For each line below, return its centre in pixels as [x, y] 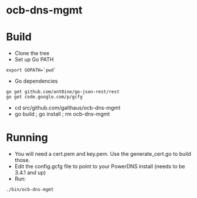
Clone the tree [32, 53]
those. [22, 160]
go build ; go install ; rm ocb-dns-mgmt [62, 114]
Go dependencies [36, 81]
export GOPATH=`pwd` [31, 70]
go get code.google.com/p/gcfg [44, 97]
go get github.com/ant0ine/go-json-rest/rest [63, 92]
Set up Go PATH [34, 60]
